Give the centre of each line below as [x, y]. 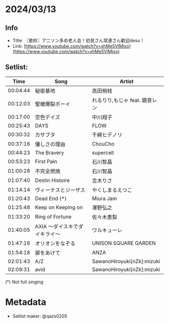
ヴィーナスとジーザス [60, 190]
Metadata [26, 302]
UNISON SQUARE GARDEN [124, 243]
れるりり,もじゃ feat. [116, 100]
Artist [127, 81]
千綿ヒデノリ [107, 135]
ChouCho [103, 144]
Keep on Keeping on [59, 207]
